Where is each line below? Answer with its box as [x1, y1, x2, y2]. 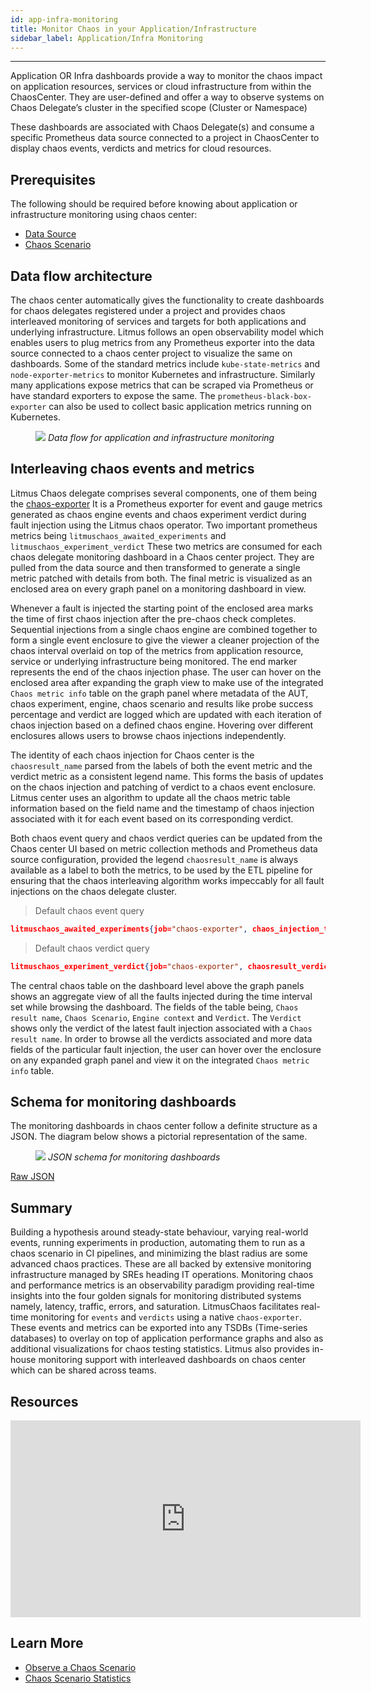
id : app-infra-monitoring [10, 14, 118, 25]
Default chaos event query [34, 904, 145, 916]
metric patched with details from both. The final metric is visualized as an [10, 572, 313, 584]
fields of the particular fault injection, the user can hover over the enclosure [10, 1043, 322, 1055]
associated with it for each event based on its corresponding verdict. [10, 812, 294, 825]
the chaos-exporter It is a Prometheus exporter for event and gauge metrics [10, 497, 323, 510]
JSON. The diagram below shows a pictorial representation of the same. [10, 1131, 308, 1143]
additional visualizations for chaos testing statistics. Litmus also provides [10, 1343, 310, 1355]
